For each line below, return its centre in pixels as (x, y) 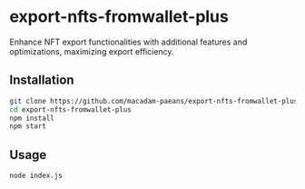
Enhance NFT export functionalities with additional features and (128, 42)
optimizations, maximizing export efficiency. (92, 51)
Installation (42, 80)
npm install (32, 118)
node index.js (36, 176)
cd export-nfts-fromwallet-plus (70, 109)
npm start (28, 126)
